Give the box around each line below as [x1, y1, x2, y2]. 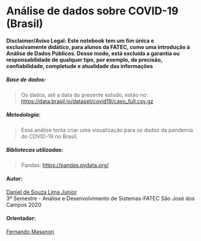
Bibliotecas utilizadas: [6, 147, 64, 154]
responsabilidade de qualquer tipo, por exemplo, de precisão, [6, 56, 163, 63]
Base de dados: [6, 76, 46, 83]
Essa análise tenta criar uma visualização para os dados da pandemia [20, 126, 193, 133]
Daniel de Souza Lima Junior [6, 188, 77, 196]
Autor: [6, 175, 23, 182]
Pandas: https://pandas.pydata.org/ [20, 161, 109, 169]
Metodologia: [6, 111, 41, 118]
